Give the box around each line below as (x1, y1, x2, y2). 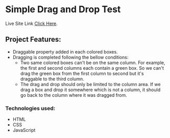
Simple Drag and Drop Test (5, 4, 121, 15)
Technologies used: (5, 104, 56, 112)
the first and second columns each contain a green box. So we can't (20, 65, 164, 71)
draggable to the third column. (20, 75, 84, 82)
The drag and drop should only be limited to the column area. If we (20, 81, 161, 87)
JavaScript (12, 127, 36, 133)
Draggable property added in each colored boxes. (12, 48, 118, 54)
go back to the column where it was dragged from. (20, 92, 128, 98)
